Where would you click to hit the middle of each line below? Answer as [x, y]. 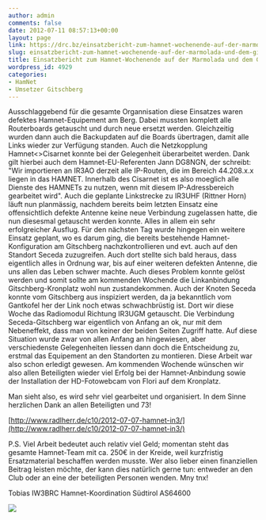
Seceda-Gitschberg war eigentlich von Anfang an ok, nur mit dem [115, 323]
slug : [17, 52]
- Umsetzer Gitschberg [46, 89]
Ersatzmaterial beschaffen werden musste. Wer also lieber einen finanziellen [133, 461]
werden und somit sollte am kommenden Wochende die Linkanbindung [124, 280]
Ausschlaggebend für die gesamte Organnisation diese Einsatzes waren [125, 112]
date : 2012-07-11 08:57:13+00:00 [63, 30]
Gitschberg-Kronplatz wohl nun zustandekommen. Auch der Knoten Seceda [132, 289]
